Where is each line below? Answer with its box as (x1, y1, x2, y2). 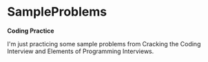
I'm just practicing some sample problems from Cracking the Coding (7, 40, 201, 48)
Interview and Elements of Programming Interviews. (7, 47, 154, 55)
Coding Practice (7, 27, 54, 35)
